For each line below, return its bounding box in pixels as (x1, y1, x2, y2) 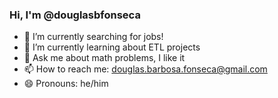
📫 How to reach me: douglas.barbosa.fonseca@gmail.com (23, 63, 268, 75)
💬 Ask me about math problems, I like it (23, 52, 186, 64)
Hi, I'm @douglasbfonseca (9, 8, 141, 22)
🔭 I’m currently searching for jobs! (23, 31, 164, 43)
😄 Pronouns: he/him (23, 78, 109, 90)
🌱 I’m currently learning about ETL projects (23, 41, 201, 53)
